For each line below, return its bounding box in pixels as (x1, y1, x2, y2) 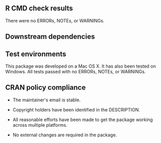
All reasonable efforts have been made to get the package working (12, 117, 153, 123)
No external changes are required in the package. (12, 132, 117, 138)
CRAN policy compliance (5, 83, 86, 92)
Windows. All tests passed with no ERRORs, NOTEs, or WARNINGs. (5, 69, 146, 75)
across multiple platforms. (12, 122, 68, 128)
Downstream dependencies (5, 33, 95, 41)
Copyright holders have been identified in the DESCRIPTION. (12, 106, 140, 112)
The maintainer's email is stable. (12, 97, 81, 103)
